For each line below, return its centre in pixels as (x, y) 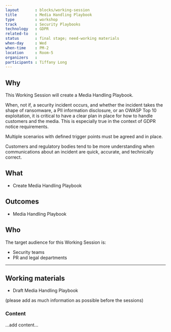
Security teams (28, 252)
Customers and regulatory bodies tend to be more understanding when (80, 146)
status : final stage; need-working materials (62, 39)
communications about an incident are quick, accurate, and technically (79, 152)
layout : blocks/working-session (48, 10)
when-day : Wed (26, 43)
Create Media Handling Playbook (47, 185)
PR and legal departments (40, 258)
